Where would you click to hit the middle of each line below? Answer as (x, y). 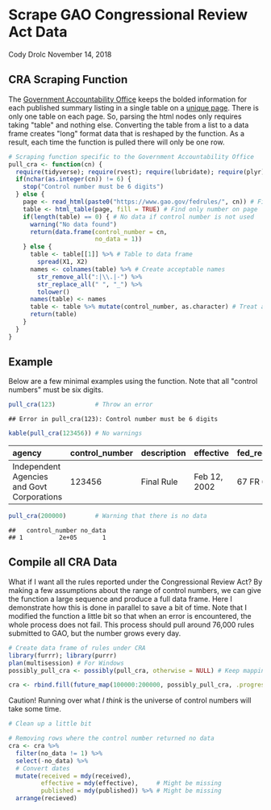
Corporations (38, 497)
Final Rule (159, 482)
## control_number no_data (57, 531)
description (163, 453)
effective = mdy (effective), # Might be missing (131, 783)
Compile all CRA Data (63, 562)
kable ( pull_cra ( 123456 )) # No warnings (75, 433)
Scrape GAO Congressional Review (128, 15)
